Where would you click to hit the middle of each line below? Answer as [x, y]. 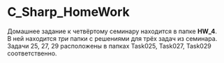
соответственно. [32, 53]
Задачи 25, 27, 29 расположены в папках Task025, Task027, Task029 [109, 46]
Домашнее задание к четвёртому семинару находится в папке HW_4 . [112, 31]
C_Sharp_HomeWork [69, 12]
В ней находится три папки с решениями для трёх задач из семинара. [112, 38]
